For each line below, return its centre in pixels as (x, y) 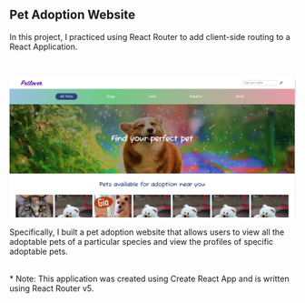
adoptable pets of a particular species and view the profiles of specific (142, 242)
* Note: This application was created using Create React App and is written (149, 279)
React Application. (44, 46)
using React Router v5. (52, 288)
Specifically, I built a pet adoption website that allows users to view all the (147, 232)
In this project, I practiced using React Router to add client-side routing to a (150, 36)
